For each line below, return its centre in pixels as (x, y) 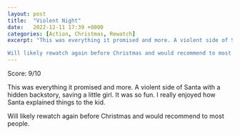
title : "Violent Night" (44, 21)
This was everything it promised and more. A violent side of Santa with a (114, 87)
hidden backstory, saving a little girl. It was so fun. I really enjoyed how (111, 94)
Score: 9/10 (24, 73)
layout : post (27, 14)
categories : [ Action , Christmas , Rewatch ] (71, 34)
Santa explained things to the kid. (56, 102)
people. (19, 124)
